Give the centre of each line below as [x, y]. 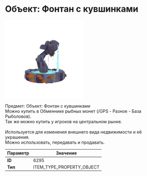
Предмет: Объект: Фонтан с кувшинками [48, 106]
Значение [66, 153]
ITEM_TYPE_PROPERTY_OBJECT [66, 167]
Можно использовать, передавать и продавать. [55, 142]
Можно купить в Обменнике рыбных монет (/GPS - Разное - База [73, 111]
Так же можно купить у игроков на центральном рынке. [64, 121]
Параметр [18, 153]
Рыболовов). [18, 116]
